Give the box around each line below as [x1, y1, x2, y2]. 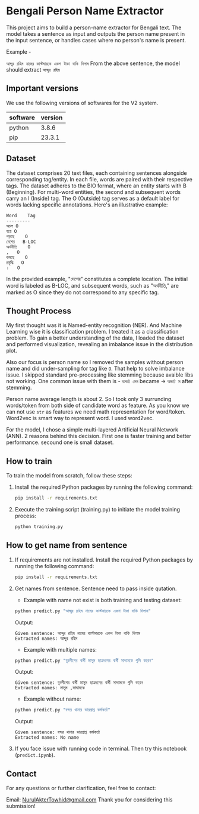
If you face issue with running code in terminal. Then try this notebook [14, 745, 187, 753]
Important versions [6, 84, 79, 94]
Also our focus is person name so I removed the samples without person [6, 359, 184, 366]
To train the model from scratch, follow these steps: [6, 472, 132, 479]
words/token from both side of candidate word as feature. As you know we [6, 402, 189, 409]
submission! [6, 803, 36, 810]
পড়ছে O [6, 233, 28, 239]
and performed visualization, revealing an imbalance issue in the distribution [6, 341, 193, 348]
